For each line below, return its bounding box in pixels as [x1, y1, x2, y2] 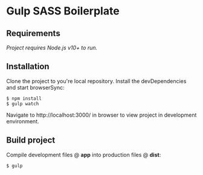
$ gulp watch [6, 100, 39, 106]
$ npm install [6, 95, 42, 102]
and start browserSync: [6, 84, 65, 91]
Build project [6, 135, 56, 146]
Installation [6, 61, 50, 72]
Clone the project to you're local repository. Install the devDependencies [6, 77, 187, 85]
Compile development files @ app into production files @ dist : [6, 151, 161, 158]
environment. [6, 117, 39, 124]
